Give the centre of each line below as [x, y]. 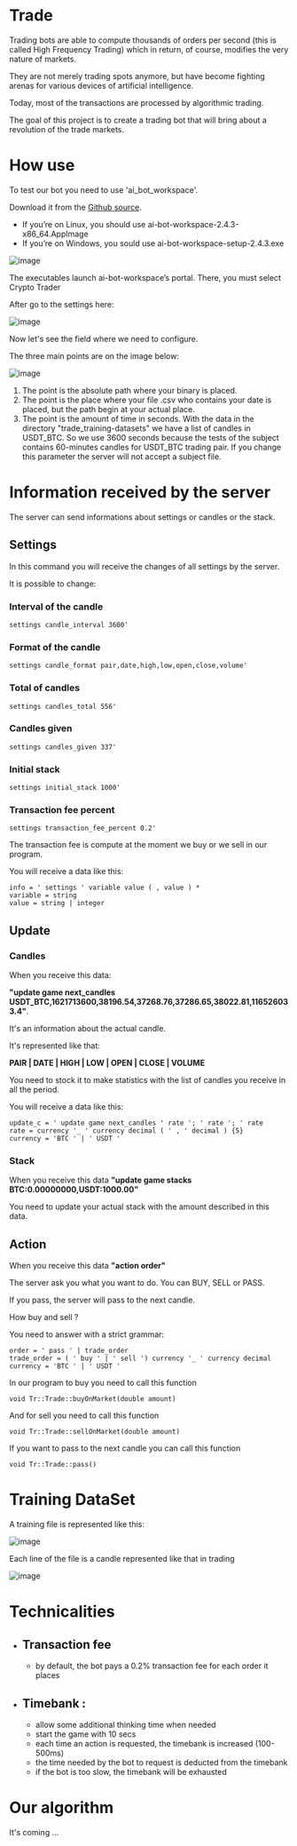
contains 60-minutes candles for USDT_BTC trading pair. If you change [152, 447]
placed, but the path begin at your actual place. [108, 409]
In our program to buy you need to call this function [103, 1383]
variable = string [43, 895]
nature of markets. [43, 59]
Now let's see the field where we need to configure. [104, 338]
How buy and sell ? [44, 1317]
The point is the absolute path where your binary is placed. [129, 390]
